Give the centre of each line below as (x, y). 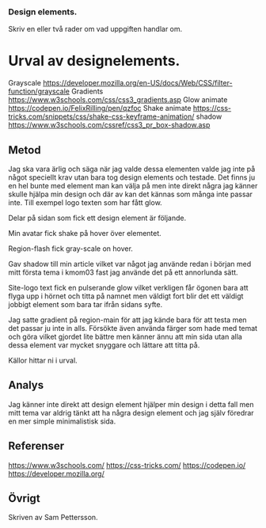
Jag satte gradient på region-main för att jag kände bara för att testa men (127, 320)
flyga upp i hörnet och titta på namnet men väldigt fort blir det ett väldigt (126, 296)
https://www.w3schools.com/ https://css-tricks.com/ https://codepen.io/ (127, 465)
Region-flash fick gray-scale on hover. (70, 249)
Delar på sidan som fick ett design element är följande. (97, 218)
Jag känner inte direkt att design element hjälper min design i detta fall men (131, 404)
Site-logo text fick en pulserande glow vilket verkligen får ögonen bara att (128, 288)
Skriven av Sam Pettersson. (53, 518)
